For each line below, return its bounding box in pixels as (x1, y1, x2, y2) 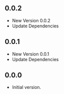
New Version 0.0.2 (12, 17, 51, 23)
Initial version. (12, 84, 41, 90)
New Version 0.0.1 (12, 51, 49, 57)
